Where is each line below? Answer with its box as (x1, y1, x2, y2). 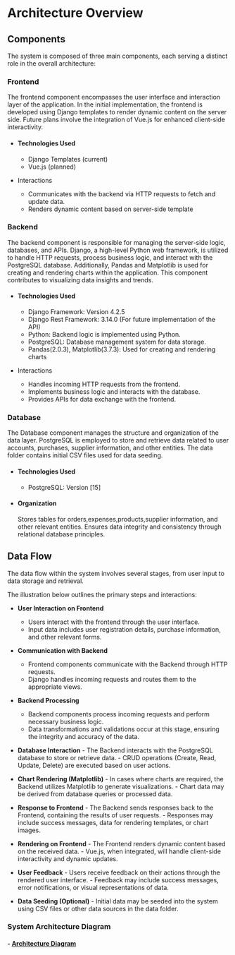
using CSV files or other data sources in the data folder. (17, 904, 179, 913)
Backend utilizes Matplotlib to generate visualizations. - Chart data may (17, 782, 224, 791)
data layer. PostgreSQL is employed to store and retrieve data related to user (7, 436, 229, 445)
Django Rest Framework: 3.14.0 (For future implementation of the (27, 316, 216, 323)
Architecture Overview (7, 5, 144, 21)
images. (17, 826, 41, 834)
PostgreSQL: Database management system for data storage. (27, 337, 206, 346)
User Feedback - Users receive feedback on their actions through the (17, 868, 220, 877)
